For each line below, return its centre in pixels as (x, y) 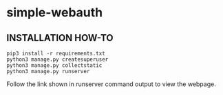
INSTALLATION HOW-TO (60, 38)
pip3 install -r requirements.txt (56, 53)
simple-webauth (55, 13)
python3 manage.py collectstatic (54, 66)
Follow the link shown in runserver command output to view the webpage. (111, 84)
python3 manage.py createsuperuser (57, 59)
